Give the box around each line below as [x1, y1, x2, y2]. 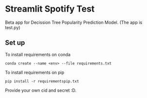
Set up [5, 39, 25, 47]
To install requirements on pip [5, 69, 65, 75]
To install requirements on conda [5, 51, 71, 57]
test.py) [5, 24, 20, 30]
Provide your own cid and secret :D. [5, 87, 77, 93]
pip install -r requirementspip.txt [5, 79, 79, 83]
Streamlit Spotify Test [5, 3, 95, 15]
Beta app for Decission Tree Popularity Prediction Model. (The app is [5, 19, 142, 25]
